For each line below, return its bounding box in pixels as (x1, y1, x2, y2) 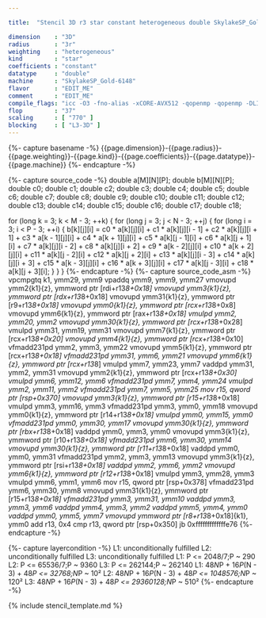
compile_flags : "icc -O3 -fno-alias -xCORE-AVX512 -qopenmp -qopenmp (8, 99, 243, 107)
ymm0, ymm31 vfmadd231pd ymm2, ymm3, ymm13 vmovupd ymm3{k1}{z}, (8, 452, 255, 461)
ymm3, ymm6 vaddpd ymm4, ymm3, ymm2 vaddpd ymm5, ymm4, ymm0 (8, 503, 248, 512)
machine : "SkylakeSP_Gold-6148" (8, 77, 136, 85)
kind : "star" (8, 55, 83, 63)
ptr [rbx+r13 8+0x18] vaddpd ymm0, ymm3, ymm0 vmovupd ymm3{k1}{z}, (8, 427, 250, 436)
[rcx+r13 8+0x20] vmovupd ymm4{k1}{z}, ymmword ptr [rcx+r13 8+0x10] (8, 334, 244, 344)
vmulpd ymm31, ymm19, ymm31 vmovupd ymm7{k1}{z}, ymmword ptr (8, 326, 236, 335)
